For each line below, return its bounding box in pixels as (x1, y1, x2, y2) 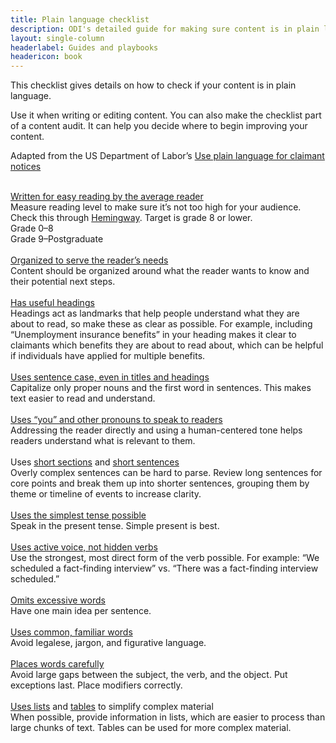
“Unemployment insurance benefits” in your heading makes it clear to (10, 329, 297, 341)
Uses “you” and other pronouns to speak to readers (10, 414, 223, 426)
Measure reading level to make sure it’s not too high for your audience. (10, 201, 302, 213)
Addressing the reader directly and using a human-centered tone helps (10, 424, 303, 436)
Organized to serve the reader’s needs (10, 254, 169, 266)
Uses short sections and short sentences (10, 456, 180, 468)
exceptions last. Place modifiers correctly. (10, 679, 183, 691)
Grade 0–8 (10, 222, 54, 235)
